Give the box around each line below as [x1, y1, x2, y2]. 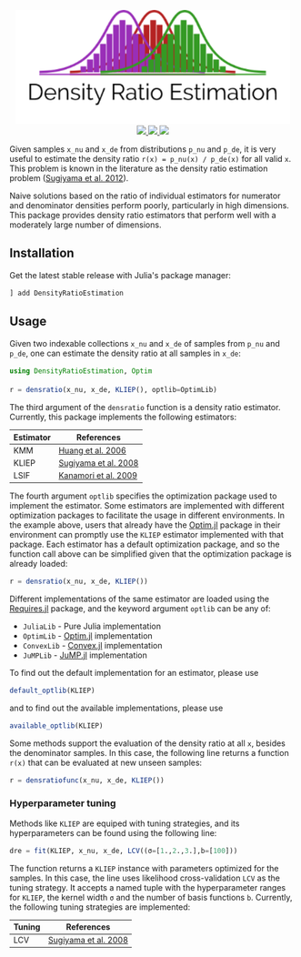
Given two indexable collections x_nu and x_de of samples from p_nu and [9, 337, 280, 348]
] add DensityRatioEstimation [9, 288, 125, 297]
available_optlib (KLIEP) [9, 720, 104, 730]
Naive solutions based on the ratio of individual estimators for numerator [9, 190, 281, 201]
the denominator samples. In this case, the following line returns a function [9, 747, 289, 758]
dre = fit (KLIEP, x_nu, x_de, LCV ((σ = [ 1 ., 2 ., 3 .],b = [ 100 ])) [9, 846, 238, 855]
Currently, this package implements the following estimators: [9, 411, 237, 423]
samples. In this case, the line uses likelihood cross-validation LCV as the [9, 872, 280, 883]
